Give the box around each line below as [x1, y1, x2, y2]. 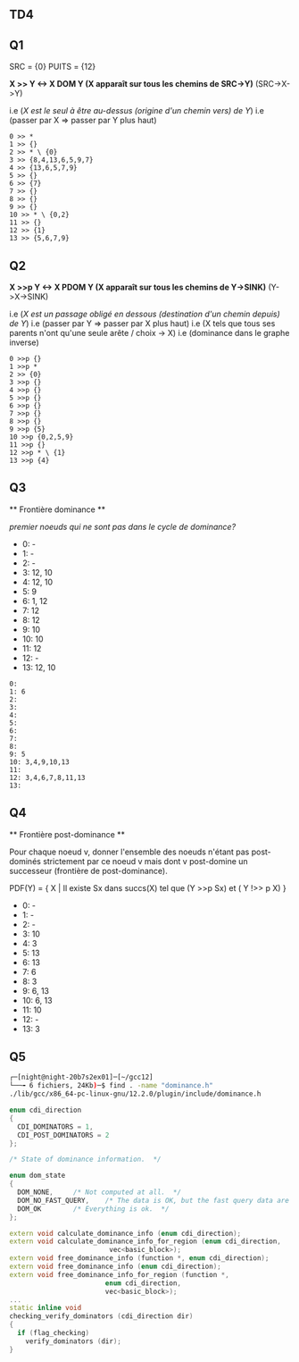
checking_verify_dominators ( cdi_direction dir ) [9, 1312, 194, 1321]
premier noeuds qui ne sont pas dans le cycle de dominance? [9, 521, 237, 532]
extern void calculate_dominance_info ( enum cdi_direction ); [9, 1229, 242, 1238]
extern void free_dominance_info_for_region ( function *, [9, 1270, 229, 1279]
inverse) [9, 337, 39, 348]
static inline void [9, 1304, 82, 1313]
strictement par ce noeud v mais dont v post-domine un [43, 855, 248, 866]
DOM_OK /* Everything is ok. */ [17, 1204, 170, 1214]
